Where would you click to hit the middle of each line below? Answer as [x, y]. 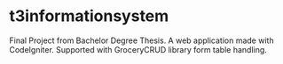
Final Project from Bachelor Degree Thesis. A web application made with [141, 40]
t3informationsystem [89, 16]
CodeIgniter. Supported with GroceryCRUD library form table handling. [138, 49]
